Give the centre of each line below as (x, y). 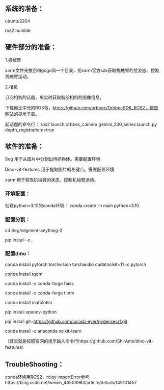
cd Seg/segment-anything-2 (34, 231)
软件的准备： (25, 146)
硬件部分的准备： (31, 47)
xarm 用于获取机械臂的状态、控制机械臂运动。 (52, 180)
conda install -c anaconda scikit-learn (43, 331)
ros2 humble (18, 30)
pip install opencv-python (31, 312)
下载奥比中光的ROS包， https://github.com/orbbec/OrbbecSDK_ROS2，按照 (82, 107)
